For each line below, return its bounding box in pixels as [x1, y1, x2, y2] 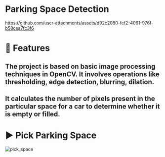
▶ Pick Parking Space [5, 130, 97, 141]
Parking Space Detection [5, 3, 110, 15]
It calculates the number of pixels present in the [5, 94, 155, 103]
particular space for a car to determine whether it [5, 102, 160, 110]
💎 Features [5, 43, 50, 54]
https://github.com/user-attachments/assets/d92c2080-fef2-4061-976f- [5, 20, 154, 26]
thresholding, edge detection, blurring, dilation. [5, 78, 155, 86]
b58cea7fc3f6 [5, 25, 34, 31]
